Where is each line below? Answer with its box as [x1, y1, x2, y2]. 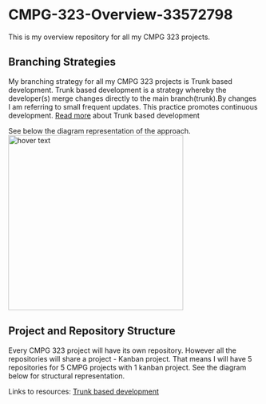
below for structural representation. [8, 370, 125, 381]
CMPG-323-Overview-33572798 [8, 6, 233, 24]
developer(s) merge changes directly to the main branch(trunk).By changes [8, 94, 257, 103]
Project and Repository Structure [8, 324, 176, 338]
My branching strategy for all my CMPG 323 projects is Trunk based [8, 76, 233, 86]
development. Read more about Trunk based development [8, 110, 200, 120]
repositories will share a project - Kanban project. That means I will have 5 [8, 354, 252, 363]
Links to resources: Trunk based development [8, 386, 160, 396]
